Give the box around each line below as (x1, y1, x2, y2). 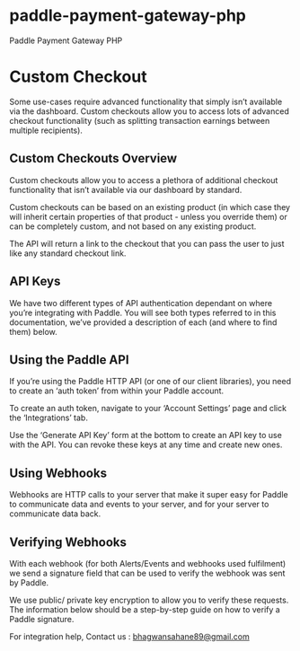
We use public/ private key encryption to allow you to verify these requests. (9, 594, 289, 605)
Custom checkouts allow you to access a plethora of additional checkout (9, 174, 278, 185)
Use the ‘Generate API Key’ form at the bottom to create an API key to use (9, 430, 283, 441)
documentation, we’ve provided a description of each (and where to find (9, 316, 278, 328)
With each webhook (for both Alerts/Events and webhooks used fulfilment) (9, 558, 287, 568)
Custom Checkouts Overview (9, 151, 178, 166)
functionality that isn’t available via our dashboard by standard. (9, 184, 243, 195)
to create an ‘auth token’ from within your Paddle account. (9, 385, 225, 396)
